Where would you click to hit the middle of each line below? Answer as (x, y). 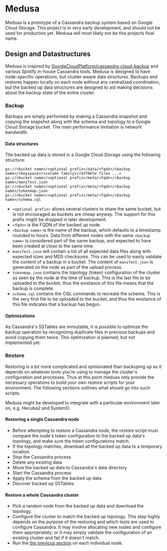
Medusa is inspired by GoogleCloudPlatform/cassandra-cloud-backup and (82, 66)
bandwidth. (17, 132)
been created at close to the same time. (53, 246)
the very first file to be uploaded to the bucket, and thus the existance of (87, 299)
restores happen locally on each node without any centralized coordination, (83, 82)
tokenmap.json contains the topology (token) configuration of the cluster (86, 273)
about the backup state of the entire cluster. (50, 92)
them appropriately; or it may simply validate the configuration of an (82, 533)
